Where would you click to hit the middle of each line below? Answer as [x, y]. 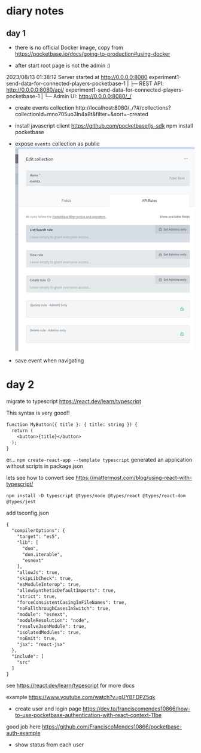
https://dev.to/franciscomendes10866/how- [137, 709]
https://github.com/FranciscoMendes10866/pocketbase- [112, 727]
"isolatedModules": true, [49, 632]
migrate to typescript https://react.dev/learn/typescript [74, 401]
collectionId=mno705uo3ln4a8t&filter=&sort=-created [81, 114]
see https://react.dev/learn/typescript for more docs [71, 685]
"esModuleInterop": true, [49, 584]
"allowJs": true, [39, 572]
